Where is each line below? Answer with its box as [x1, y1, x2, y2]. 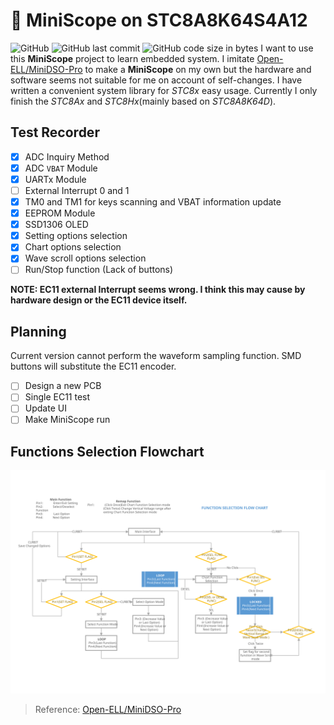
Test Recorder [10, 124, 100, 141]
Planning [10, 323, 67, 340]
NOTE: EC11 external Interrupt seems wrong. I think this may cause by [10, 284, 306, 296]
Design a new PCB [24, 380, 102, 392]
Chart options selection [24, 241, 122, 253]
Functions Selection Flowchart [10, 443, 205, 460]
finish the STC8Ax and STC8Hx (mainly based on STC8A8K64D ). [10, 95, 277, 107]
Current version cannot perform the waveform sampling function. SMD [10, 350, 302, 362]
